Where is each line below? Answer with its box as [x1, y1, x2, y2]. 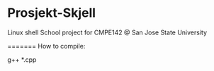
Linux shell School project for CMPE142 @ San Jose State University [7, 28, 208, 37]
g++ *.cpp [7, 55, 37, 64]
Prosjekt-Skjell [7, 5, 96, 21]
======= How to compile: [7, 41, 86, 50]
